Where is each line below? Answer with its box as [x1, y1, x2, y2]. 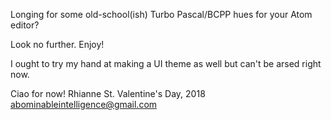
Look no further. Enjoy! [10, 39, 105, 50]
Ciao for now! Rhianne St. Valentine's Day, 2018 [10, 88, 206, 99]
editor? [10, 19, 40, 31]
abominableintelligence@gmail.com [10, 99, 158, 110]
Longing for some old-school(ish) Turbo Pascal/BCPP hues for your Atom [10, 9, 313, 20]
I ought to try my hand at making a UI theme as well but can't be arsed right [10, 58, 322, 69]
